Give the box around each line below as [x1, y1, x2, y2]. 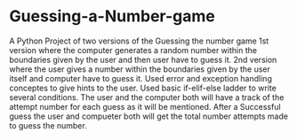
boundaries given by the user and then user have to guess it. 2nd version [9, 54, 277, 65]
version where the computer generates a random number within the [9, 44, 258, 55]
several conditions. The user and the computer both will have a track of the [9, 91, 285, 103]
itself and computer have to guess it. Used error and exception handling [9, 73, 273, 83]
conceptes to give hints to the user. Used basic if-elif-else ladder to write [9, 82, 277, 93]
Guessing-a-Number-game [9, 6, 215, 27]
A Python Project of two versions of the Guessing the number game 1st [9, 35, 269, 46]
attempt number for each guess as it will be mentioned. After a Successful [9, 101, 282, 112]
